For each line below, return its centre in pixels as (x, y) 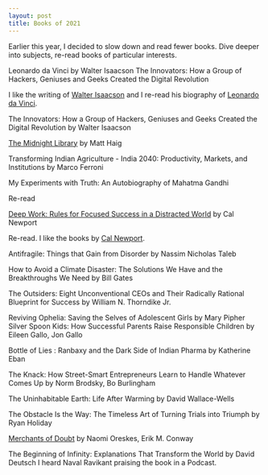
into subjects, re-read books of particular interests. (93, 55)
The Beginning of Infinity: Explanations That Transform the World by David (132, 454)
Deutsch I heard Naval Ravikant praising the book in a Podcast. (113, 462)
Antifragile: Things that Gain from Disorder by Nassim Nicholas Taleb (122, 254)
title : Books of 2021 (45, 23)
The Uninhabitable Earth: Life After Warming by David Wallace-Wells (122, 399)
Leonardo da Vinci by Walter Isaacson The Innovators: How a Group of (125, 70)
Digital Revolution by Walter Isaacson (70, 127)
